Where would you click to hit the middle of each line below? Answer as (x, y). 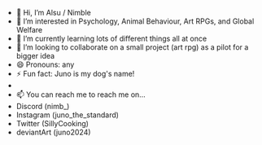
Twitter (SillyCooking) (52, 123)
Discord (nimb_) (43, 106)
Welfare (29, 30)
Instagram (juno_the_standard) (68, 115)
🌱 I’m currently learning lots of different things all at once (111, 38)
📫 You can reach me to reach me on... (81, 94)
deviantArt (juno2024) (53, 132)
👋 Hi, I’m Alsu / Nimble (53, 13)
